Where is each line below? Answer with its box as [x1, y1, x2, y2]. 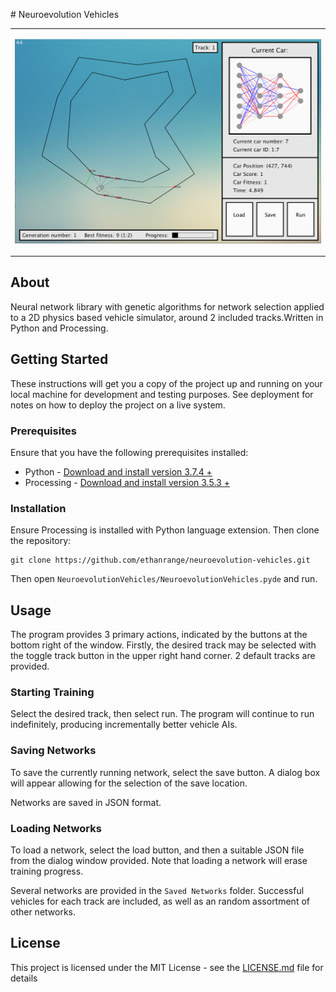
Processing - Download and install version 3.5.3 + [24, 476, 230, 488]
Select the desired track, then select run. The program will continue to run [10, 708, 315, 720]
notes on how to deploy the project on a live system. [10, 399, 226, 411]
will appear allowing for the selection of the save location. [10, 777, 248, 789]
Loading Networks [10, 821, 102, 835]
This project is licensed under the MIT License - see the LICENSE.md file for [10, 961, 324, 973]
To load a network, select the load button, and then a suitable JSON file [10, 844, 305, 856]
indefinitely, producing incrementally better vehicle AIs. [10, 719, 238, 731]
